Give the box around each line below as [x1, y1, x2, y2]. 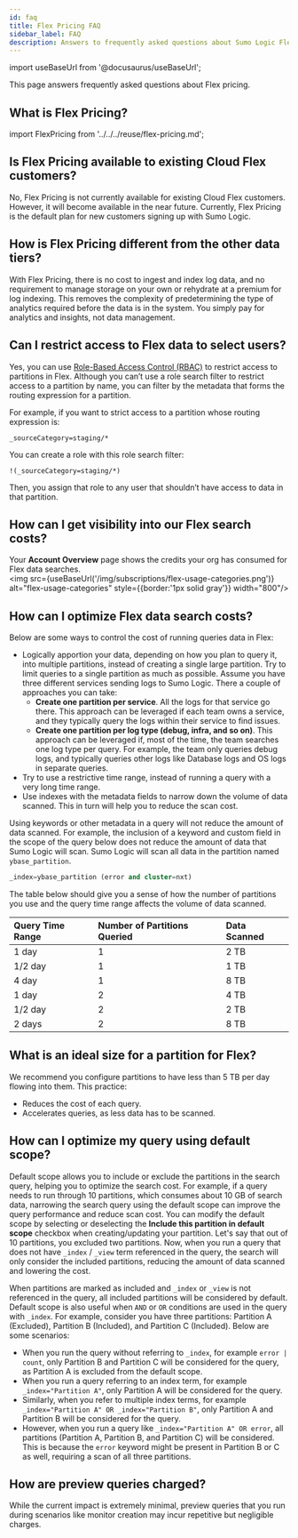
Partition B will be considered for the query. [21, 1413, 181, 1423]
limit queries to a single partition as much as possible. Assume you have [21, 669, 286, 679]
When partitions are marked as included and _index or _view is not [9, 1282, 251, 1294]
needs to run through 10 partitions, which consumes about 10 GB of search [9, 1190, 283, 1200]
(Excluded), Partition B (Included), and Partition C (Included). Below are [9, 1320, 270, 1331]
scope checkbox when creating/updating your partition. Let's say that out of [9, 1228, 288, 1238]
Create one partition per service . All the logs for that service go [35, 697, 271, 708]
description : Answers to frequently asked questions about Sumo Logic [9, 37, 276, 47]
